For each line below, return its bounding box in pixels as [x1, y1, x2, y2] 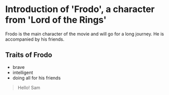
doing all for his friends [12, 74, 61, 81]
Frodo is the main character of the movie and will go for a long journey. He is [5, 31, 164, 37]
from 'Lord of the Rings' [5, 14, 107, 26]
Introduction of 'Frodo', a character [5, 4, 155, 15]
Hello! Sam [17, 84, 40, 90]
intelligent [12, 69, 33, 75]
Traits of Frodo [5, 51, 52, 59]
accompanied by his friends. [5, 36, 65, 42]
